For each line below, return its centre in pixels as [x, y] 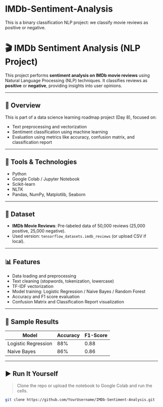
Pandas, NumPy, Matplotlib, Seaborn [49, 194]
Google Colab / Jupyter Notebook [46, 179]
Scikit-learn [24, 184]
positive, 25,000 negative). [39, 231]
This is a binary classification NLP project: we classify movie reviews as [77, 22]
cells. [22, 390]
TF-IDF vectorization [33, 286]
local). [18, 241]
